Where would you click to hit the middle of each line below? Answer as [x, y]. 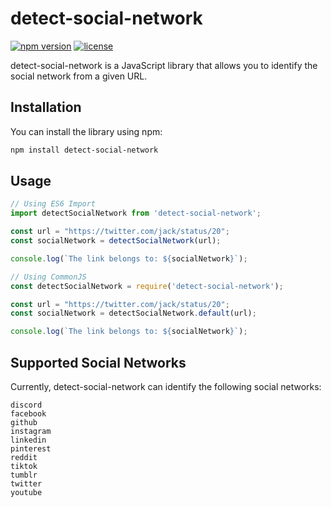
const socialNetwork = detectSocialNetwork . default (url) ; [133, 313]
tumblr [24, 475]
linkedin [28, 440]
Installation [46, 107]
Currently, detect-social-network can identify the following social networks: [166, 386]
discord [26, 405]
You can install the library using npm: [86, 131]
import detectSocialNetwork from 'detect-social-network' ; [136, 213]
